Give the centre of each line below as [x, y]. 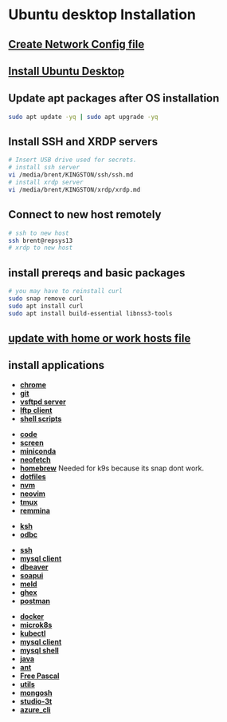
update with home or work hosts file [100, 338]
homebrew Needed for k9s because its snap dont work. [112, 468]
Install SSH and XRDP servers [83, 142]
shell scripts [41, 419]
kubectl [33, 633]
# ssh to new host [39, 233]
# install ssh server [44, 168]
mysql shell [39, 650]
